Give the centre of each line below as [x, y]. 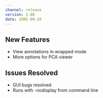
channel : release [23, 10]
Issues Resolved [32, 73]
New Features [28, 39]
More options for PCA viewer [43, 57]
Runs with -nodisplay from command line [55, 90]
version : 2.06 [20, 15]
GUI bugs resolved [32, 85]
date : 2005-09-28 [23, 19]
